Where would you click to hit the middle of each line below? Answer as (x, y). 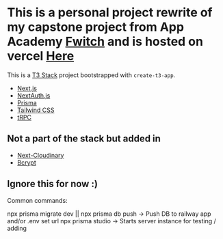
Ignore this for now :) (52, 184)
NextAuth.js (34, 95)
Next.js (27, 88)
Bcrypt (26, 163)
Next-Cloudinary (40, 155)
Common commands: (37, 200)
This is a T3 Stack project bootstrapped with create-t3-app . (91, 75)
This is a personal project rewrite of (110, 13)
